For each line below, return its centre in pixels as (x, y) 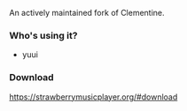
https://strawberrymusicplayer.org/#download (93, 97)
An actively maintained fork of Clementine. (87, 13)
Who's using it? (43, 35)
